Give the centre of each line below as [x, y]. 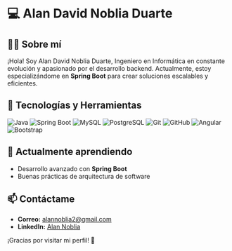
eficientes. [22, 83]
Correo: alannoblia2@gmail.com [64, 219]
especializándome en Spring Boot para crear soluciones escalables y [108, 76]
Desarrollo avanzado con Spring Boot [72, 168]
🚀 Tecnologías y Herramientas [75, 106]
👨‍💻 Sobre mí [34, 44]
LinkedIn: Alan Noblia [49, 227]
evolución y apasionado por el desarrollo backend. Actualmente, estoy [109, 68]
